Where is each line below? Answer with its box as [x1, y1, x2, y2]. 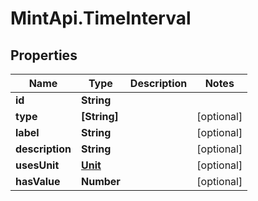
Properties [10, 47, 78, 64]
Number [80, 175, 121, 188]
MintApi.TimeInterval [10, 7, 192, 30]
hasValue [15, 175, 61, 188]
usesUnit [15, 158, 60, 172]
